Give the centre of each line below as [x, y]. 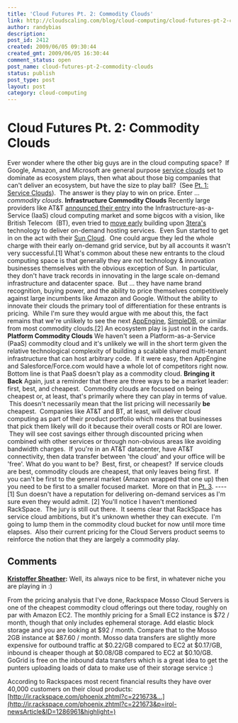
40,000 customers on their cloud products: [70, 689]
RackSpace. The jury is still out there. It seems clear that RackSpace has [115, 509]
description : [27, 34]
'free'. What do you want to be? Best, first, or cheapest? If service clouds [115, 464]
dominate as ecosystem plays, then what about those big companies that [114, 178]
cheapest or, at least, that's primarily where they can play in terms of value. [117, 396]
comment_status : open [39, 60]
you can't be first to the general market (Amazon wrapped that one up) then [118, 479]
